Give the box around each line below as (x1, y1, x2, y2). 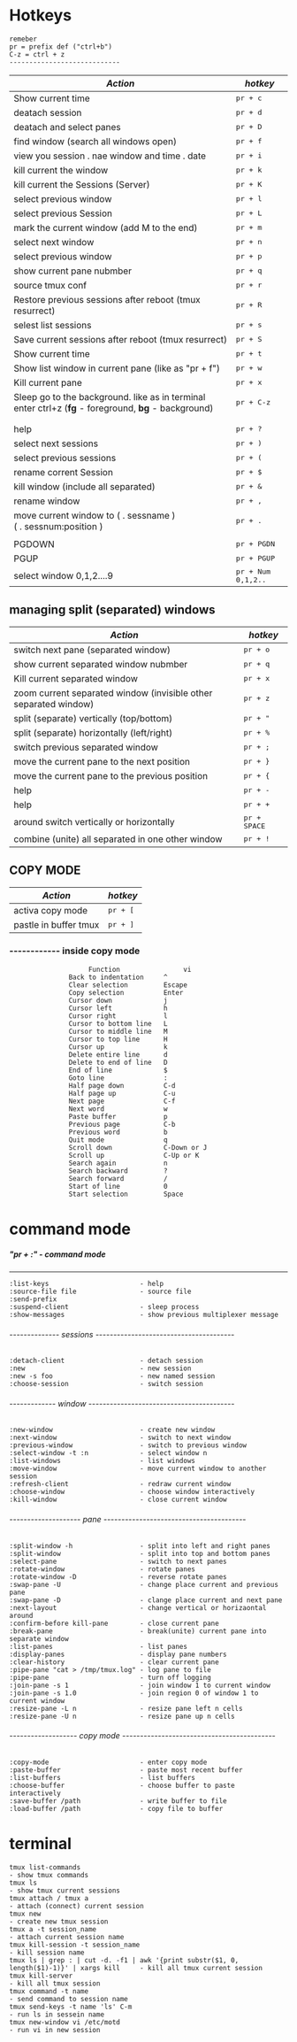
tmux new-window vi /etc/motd (9, 2017, 121, 2027)
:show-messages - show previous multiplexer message (9, 1311, 278, 1320)
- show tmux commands (9, 1870, 89, 1879)
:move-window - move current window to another (9, 1464, 267, 1474)
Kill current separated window (13, 672, 139, 684)
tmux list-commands (9, 1862, 81, 1872)
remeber (9, 35, 38, 43)
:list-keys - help (9, 1280, 164, 1289)
